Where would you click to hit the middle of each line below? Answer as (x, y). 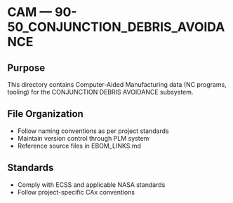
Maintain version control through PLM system (83, 138)
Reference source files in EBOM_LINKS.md (79, 146)
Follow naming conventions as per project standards (93, 131)
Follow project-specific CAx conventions (76, 192)
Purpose (26, 68)
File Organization (46, 114)
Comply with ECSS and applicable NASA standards (91, 184)
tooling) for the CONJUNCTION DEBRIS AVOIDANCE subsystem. (100, 92)
